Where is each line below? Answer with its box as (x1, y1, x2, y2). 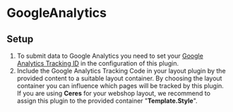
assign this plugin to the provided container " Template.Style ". (16, 97, 198, 105)
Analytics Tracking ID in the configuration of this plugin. (16, 59, 179, 68)
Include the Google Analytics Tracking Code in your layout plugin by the (16, 67, 227, 75)
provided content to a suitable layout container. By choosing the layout (16, 74, 222, 82)
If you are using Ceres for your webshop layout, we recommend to (16, 89, 211, 97)
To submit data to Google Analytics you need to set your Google (16, 51, 204, 60)
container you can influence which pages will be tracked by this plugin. (16, 82, 224, 89)
